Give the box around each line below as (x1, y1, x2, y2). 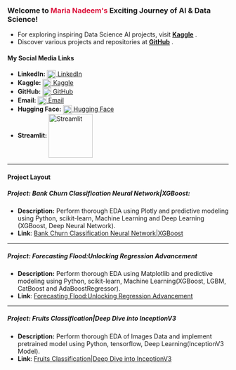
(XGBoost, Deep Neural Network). (17, 221, 116, 230)
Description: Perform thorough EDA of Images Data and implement (17, 332, 212, 341)
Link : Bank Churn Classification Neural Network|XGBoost (17, 229, 184, 237)
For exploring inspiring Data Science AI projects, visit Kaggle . (17, 30, 197, 39)
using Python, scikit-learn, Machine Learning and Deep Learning (17, 213, 205, 223)
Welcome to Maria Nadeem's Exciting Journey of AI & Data (7, 6, 211, 15)
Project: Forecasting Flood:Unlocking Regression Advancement (7, 251, 198, 260)
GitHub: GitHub (17, 87, 74, 95)
